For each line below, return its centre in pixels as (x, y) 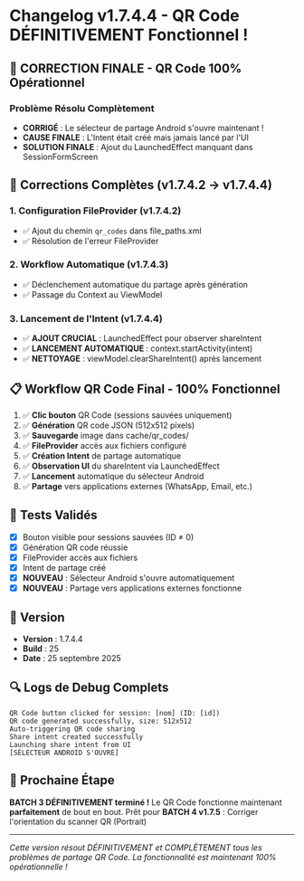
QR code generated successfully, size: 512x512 (101, 721)
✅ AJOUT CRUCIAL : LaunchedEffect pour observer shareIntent (142, 338)
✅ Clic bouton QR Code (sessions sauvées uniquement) (127, 415)
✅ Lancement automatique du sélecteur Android (113, 476)
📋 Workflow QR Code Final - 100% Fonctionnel (145, 388)
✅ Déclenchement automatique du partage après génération (135, 284)
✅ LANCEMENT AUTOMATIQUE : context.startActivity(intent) (138, 348)
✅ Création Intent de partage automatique (102, 455)
